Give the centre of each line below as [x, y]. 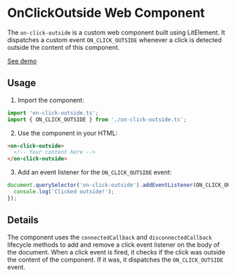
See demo [22, 60]
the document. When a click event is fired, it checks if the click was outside [117, 252]
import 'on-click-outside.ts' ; [53, 113]
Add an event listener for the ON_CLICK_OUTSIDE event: [94, 172]
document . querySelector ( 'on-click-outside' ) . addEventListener [100, 185]
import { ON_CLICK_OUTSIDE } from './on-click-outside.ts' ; [97, 120]
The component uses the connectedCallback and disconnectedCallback [110, 237]
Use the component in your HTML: [67, 133]
